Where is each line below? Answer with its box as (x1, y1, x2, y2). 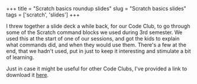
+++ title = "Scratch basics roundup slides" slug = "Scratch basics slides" (6, 5, 186, 12)
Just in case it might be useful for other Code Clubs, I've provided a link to (6, 65, 188, 72)
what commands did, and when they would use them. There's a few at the (6, 41, 186, 48)
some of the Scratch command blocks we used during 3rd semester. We (6, 29, 183, 36)
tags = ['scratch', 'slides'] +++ (6, 11, 80, 18)
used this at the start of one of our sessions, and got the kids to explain (6, 35, 180, 42)
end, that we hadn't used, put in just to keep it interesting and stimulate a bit (6, 48, 191, 55)
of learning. (6, 54, 34, 61)
